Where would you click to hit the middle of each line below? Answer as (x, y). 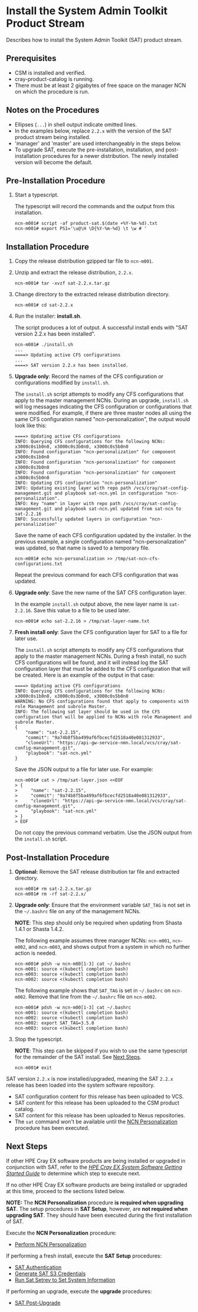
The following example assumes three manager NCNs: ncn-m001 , (93, 941)
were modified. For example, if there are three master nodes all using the (103, 413)
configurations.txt (39, 564)
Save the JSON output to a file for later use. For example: (84, 770)
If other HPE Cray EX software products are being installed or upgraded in (96, 1161)
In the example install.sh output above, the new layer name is (91, 604)
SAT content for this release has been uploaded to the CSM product (97, 1103)
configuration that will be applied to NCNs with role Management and (103, 717)
